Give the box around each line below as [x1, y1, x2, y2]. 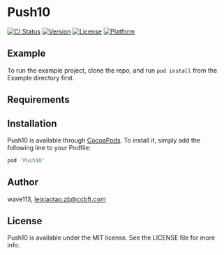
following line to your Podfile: [7, 143, 91, 152]
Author [7, 176, 38, 189]
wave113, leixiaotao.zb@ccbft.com [7, 195, 106, 203]
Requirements [7, 94, 70, 105]
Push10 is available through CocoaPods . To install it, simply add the [7, 136, 201, 144]
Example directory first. [7, 73, 75, 82]
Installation [7, 117, 57, 129]
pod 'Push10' [7, 156, 45, 164]
